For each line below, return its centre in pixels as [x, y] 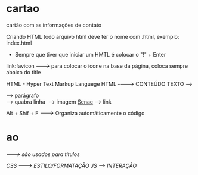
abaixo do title [24, 72]
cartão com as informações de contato [54, 25]
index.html [19, 43]
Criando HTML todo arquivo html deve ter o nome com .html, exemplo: [93, 36]
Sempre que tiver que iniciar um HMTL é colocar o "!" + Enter [90, 54]
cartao [23, 9]
